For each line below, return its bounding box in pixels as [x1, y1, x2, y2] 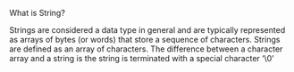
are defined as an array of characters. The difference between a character [9, 44, 283, 54]
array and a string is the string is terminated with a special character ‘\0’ [9, 53, 274, 63]
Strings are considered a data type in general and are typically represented [9, 25, 286, 35]
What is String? [9, 8, 65, 18]
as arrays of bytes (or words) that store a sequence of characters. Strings [9, 35, 281, 44]
